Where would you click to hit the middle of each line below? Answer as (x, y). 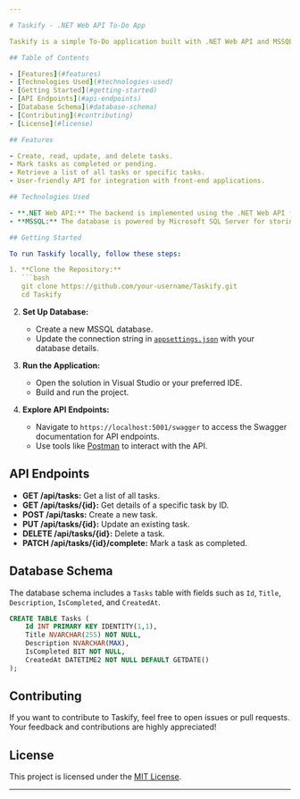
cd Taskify (42, 295)
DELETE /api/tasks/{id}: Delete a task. (93, 534)
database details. (67, 348)
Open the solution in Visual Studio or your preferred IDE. (139, 383)
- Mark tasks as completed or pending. (83, 164)
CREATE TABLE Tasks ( (50, 618)
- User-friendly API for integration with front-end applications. (137, 181)
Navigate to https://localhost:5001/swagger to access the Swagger (161, 426)
